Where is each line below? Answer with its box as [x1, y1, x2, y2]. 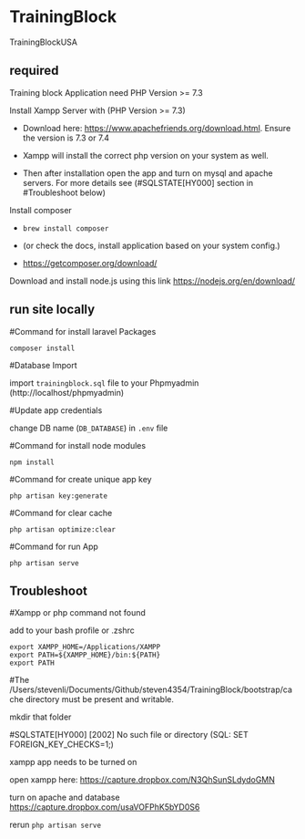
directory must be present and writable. [25, 694, 175, 705]
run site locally [9, 302, 96, 317]
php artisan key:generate [9, 491, 107, 501]
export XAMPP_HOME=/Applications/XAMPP [9, 643, 161, 652]
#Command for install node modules [9, 440, 147, 451]
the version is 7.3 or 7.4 [22, 132, 110, 143]
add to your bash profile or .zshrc [9, 625, 135, 636]
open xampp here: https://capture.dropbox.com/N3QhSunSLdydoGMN [9, 774, 276, 785]
